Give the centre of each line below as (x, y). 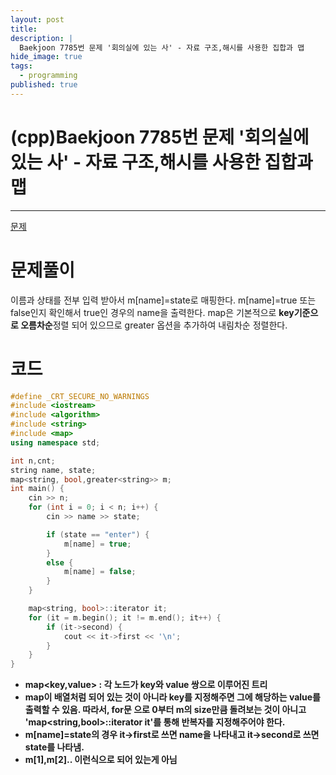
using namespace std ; (55, 442)
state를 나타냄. (54, 747)
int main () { (37, 489)
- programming (48, 76)
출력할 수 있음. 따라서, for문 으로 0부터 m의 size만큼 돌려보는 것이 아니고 (165, 710)
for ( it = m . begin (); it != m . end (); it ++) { (125, 617)
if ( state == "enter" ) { (98, 534)
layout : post (37, 19)
